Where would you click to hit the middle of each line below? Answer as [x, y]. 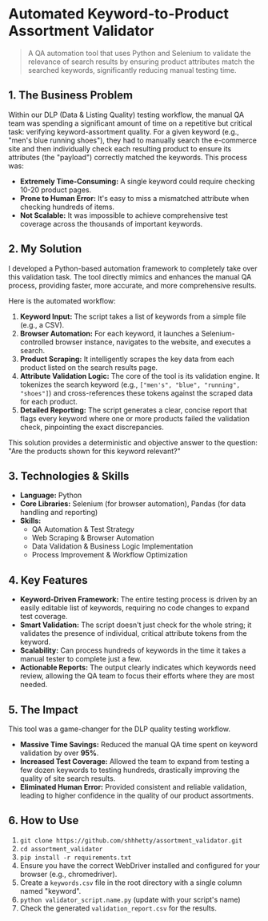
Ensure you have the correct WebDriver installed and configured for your [140, 865]
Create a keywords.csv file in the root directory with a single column [131, 883]
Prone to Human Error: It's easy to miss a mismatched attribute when [134, 198]
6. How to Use [44, 820]
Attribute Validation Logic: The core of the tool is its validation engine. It [140, 376]
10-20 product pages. [56, 190]
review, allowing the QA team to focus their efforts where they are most [137, 676]
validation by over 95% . [59, 753]
